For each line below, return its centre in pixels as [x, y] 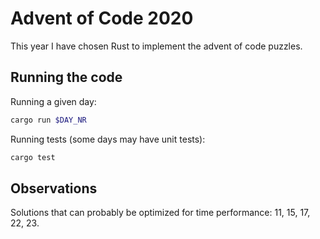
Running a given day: [53, 101]
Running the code [66, 77]
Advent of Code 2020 [102, 18]
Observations [54, 188]
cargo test [33, 157]
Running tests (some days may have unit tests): [108, 139]
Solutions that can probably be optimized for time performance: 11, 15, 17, [160, 213]
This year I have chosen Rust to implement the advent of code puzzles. [156, 46]
